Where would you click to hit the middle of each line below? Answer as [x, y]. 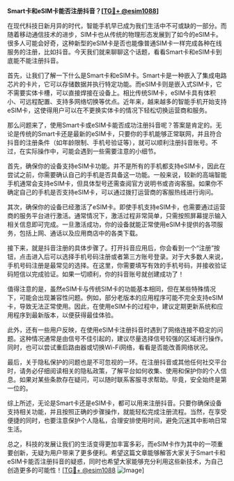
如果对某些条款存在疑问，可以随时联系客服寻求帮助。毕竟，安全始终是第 [123, 380]
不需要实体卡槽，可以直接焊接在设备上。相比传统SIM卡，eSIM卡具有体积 [111, 93]
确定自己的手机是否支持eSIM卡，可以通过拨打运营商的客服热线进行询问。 [112, 192]
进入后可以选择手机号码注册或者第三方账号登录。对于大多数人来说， [129, 257]
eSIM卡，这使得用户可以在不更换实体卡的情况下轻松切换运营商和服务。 [109, 110]
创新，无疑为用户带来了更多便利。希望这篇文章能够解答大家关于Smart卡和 [119, 453]
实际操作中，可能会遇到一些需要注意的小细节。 [93, 151]
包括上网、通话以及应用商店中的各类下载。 [80, 233]
